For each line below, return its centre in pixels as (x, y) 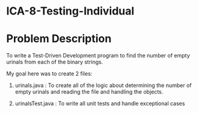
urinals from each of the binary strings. (55, 62)
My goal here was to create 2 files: (49, 74)
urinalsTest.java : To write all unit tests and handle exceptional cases (100, 103)
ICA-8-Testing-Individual (70, 11)
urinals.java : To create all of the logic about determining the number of (103, 85)
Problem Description (59, 39)
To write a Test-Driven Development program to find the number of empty (98, 56)
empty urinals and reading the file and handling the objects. (89, 92)
